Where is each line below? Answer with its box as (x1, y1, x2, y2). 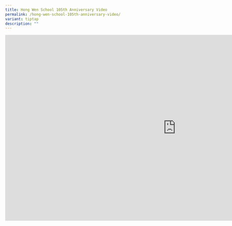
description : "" (5, 21, 39, 26)
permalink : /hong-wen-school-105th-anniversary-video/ (5, 12, 121, 17)
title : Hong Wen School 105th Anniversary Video (5, 7, 108, 12)
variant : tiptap (5, 16, 39, 21)
